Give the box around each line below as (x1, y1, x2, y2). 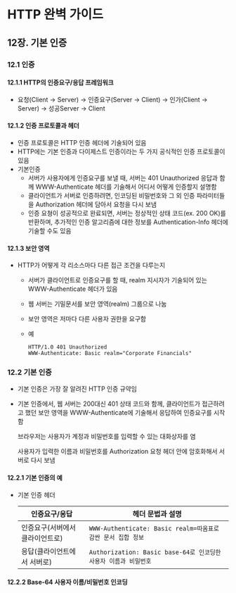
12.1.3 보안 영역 (7, 244, 50, 252)
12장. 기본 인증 (7, 37, 67, 49)
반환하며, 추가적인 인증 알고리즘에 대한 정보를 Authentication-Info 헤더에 (27, 218, 228, 226)
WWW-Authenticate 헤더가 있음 (27, 285, 118, 293)
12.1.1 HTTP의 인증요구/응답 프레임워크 (7, 78, 114, 87)
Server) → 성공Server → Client (17, 104, 105, 113)
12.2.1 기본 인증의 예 (7, 473, 63, 482)
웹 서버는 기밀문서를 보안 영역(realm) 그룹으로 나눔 (27, 300, 167, 308)
